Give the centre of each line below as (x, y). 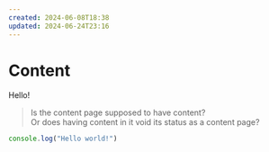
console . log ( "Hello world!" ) (63, 139)
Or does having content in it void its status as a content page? (145, 122)
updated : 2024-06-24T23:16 (59, 26)
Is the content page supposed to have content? (118, 112)
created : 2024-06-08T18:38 (59, 18)
